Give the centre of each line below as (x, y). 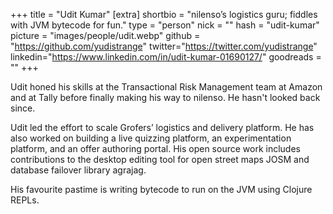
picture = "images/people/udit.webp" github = (105, 35)
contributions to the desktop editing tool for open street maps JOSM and (160, 159)
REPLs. (25, 200)
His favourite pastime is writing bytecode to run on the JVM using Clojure (161, 189)
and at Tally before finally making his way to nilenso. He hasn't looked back (165, 97)
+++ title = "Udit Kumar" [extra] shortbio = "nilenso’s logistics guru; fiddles (164, 14)
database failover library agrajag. (78, 170)
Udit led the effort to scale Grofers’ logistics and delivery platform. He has (162, 127)
